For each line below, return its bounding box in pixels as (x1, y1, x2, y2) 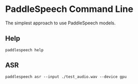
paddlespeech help (5, 47, 44, 53)
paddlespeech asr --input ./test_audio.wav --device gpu (5, 74, 127, 79)
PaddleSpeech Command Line (5, 3, 133, 15)
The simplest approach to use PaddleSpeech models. (5, 20, 116, 26)
